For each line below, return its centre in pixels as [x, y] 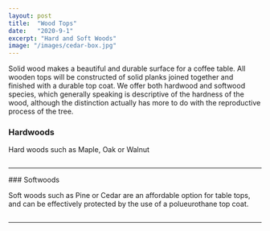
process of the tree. [41, 111]
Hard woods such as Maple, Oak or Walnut [79, 150]
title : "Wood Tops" [43, 23]
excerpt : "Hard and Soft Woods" [62, 38]
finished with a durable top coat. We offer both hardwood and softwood [127, 86]
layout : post [30, 16]
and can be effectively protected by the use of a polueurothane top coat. [129, 204]
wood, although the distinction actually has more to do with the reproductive [135, 103]
